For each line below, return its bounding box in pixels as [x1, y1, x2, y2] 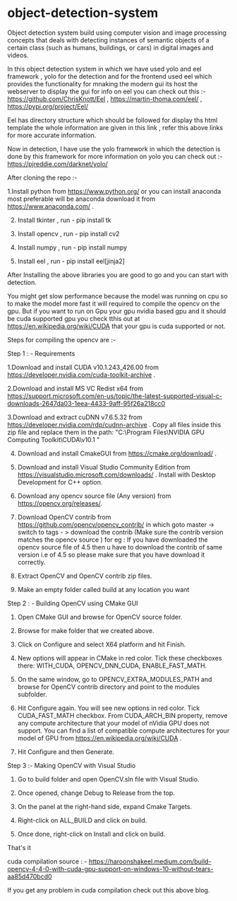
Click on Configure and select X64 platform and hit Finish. [17, 640, 186, 649]
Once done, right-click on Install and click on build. [17, 830, 166, 838]
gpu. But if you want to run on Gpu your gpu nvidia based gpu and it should [7, 306, 226, 315]
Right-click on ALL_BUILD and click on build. [17, 815, 147, 825]
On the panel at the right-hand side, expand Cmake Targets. [17, 802, 193, 810]
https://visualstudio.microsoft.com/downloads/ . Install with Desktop [17, 470, 217, 479]
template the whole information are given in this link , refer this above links [7, 123, 224, 132]
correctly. [17, 557, 46, 566]
